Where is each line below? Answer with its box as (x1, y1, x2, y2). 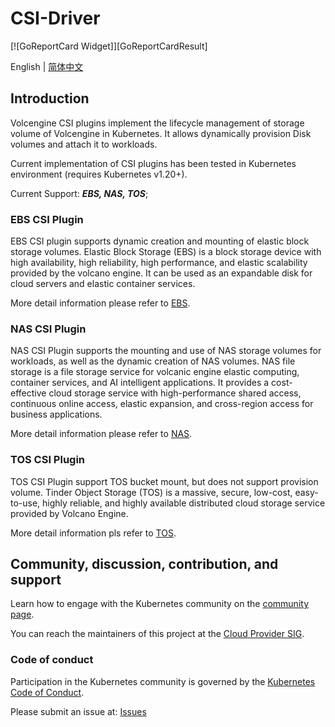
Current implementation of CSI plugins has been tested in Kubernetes (10, 157, 297, 169)
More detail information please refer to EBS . (10, 297, 191, 309)
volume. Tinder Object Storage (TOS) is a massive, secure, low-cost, (10, 486, 293, 498)
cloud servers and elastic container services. (10, 278, 196, 290)
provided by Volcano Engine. (10, 507, 129, 519)
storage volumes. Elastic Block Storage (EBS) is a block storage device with (10, 246, 322, 258)
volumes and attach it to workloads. (10, 138, 158, 150)
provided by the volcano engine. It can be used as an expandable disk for (10, 267, 313, 279)
